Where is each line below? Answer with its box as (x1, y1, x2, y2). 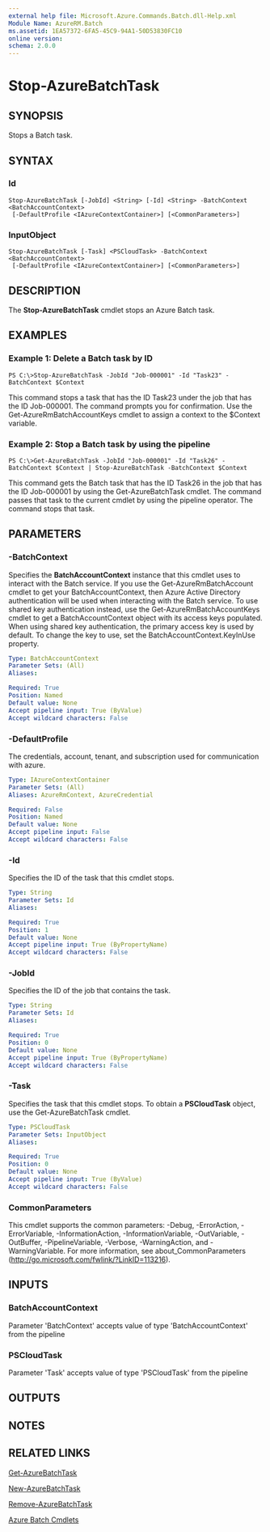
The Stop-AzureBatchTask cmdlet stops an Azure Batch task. (8, 305, 215, 315)
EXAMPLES (8, 328, 67, 342)
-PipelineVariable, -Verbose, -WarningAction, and (44, 1238, 209, 1247)
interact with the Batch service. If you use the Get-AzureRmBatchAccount (8, 578, 254, 588)
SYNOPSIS (8, 108, 64, 122)
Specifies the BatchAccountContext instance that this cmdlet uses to (8, 569, 241, 579)
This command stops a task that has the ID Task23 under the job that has (8, 392, 252, 402)
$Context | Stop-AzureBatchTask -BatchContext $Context (55, 463, 248, 472)
